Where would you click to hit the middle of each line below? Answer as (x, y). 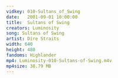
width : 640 (19, 45)
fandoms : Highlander (32, 55)
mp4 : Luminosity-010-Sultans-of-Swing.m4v (59, 60)
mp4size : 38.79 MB (29, 66)
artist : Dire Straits (33, 39)
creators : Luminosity (33, 28)
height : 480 (21, 50)
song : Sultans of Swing (35, 33)
